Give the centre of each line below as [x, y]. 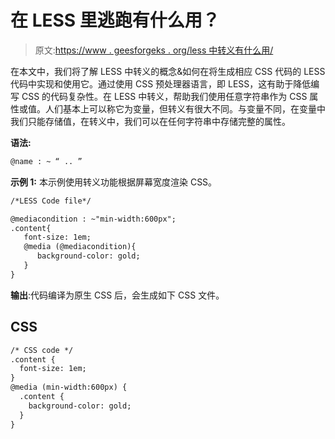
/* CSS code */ [42, 350]
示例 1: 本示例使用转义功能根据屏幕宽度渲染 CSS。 [114, 182]
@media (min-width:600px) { [69, 387]
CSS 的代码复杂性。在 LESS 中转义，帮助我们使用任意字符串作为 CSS [164, 96]
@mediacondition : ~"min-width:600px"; [93, 219]
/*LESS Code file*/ [51, 201]
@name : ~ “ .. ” [46, 161]
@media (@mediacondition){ [80, 247]
